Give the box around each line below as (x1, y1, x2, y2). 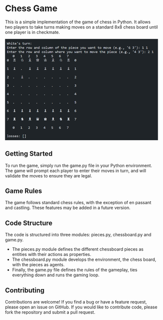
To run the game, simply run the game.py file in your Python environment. (5, 162, 152, 168)
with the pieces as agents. (12, 262, 65, 268)
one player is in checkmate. (5, 29, 60, 35)
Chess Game (5, 3, 58, 14)
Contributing (5, 286, 45, 294)
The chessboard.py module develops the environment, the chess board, (12, 256, 157, 262)
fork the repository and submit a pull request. (5, 309, 96, 315)
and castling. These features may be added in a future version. (5, 205, 130, 211)
